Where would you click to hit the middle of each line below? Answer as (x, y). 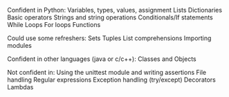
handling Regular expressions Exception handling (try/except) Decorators (112, 80)
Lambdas (20, 87)
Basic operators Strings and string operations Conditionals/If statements (110, 17)
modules (20, 45)
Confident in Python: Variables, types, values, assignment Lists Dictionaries (115, 10)
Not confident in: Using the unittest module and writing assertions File (107, 72)
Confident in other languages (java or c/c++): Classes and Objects (102, 59)
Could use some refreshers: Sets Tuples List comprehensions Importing (109, 38)
